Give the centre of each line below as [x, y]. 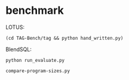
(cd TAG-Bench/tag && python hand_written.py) [64, 38]
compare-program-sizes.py [38, 71]
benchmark [35, 11]
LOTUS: [15, 27]
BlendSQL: [19, 49]
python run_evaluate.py [35, 60]
